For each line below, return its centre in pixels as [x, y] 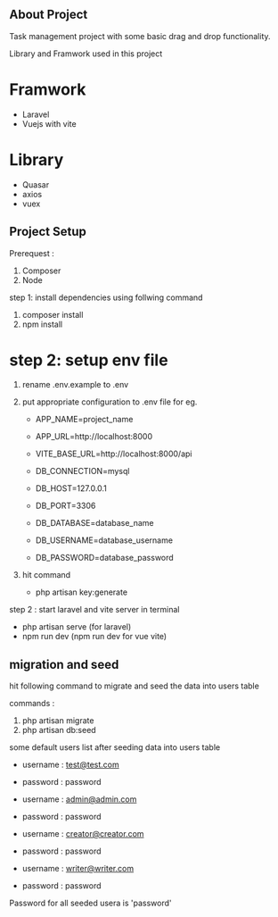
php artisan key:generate [81, 592]
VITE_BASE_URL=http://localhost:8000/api [114, 454]
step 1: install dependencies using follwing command [106, 297]
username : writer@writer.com [78, 869]
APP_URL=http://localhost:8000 [94, 437]
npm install [42, 324]
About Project [49, 15]
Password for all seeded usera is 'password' [90, 903]
